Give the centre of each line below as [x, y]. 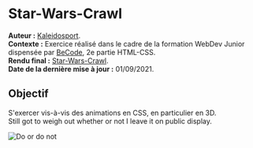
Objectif [28, 94]
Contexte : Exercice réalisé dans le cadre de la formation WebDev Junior [126, 43]
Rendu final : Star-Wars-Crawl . [58, 61]
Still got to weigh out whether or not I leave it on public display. [110, 121]
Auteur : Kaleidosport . [45, 35]
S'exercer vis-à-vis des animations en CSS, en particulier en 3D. [112, 113]
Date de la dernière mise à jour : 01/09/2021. [81, 68]
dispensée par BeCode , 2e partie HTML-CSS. [82, 52]
